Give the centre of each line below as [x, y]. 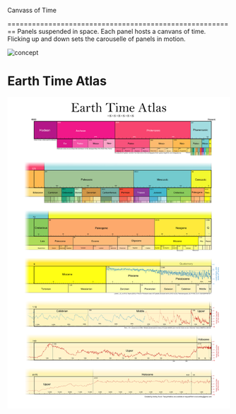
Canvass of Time [32, 10]
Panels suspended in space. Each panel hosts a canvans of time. [112, 31]
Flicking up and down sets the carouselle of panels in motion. [96, 39]
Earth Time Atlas [57, 81]
